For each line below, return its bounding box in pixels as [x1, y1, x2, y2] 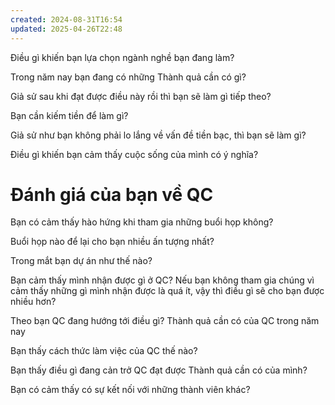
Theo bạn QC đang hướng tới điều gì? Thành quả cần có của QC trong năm [10, 315, 320, 327]
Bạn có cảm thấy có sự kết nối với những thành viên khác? [10, 384, 251, 396]
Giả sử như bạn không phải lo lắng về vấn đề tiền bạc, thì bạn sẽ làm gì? [10, 129, 307, 141]
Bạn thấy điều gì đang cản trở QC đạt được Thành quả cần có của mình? [10, 364, 308, 376]
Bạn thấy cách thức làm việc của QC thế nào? [10, 345, 198, 357]
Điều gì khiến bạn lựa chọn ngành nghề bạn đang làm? [10, 51, 235, 63]
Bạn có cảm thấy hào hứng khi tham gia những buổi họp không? [10, 216, 274, 228]
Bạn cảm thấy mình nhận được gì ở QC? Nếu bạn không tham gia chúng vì [10, 274, 315, 286]
